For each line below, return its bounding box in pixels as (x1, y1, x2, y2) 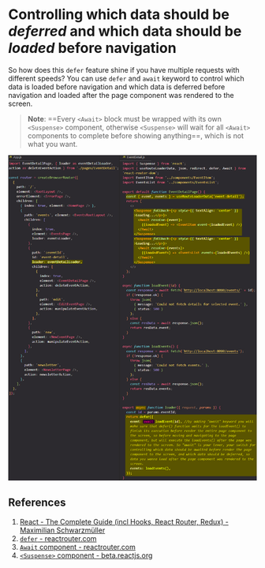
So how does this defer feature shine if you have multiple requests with (8, 65, 240, 74)
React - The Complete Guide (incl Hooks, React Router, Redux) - (19, 517, 229, 526)
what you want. (27, 139, 78, 149)
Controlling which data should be (8, 6, 230, 24)
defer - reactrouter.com (19, 533, 97, 543)
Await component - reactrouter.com (19, 542, 136, 551)
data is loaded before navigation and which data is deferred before (8, 81, 226, 92)
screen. (8, 99, 33, 108)
